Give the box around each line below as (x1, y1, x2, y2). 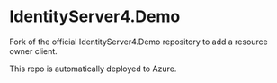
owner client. (9, 45, 58, 56)
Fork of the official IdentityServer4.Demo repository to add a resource (9, 36, 268, 47)
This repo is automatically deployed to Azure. (9, 63, 177, 74)
